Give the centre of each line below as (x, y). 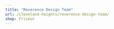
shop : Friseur (20, 19)
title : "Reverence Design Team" (39, 10)
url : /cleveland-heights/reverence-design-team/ (57, 14)
